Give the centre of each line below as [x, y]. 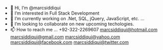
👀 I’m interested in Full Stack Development [55, 13]
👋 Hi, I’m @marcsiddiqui [35, 8]
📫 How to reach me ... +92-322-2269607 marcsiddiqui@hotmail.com [84, 30]
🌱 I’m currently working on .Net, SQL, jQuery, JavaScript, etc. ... [77, 18]
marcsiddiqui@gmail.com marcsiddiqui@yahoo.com [65, 37]
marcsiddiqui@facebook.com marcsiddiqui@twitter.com [69, 42]
